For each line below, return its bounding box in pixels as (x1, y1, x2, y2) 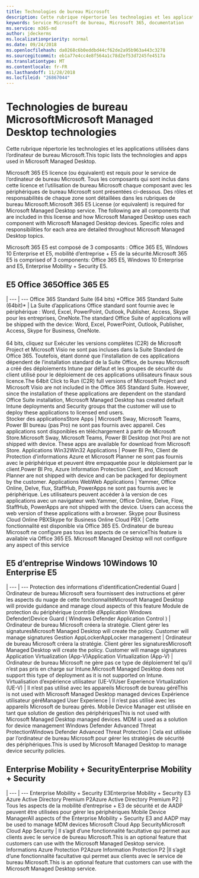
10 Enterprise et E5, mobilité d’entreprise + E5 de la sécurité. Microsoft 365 (6, 250, 188, 257)
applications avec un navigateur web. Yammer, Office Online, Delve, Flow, (6, 497, 185, 504)
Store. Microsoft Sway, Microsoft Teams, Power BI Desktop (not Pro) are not (6, 434, 190, 441)
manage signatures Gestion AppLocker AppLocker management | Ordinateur (6, 634, 192, 641)
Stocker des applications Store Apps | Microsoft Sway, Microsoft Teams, (6, 415, 182, 422)
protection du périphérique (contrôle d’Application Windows (6, 608, 152, 615)
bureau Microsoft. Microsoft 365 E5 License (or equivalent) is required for (6, 201, 185, 208)
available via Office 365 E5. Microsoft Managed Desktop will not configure (6, 535, 188, 542)
